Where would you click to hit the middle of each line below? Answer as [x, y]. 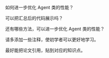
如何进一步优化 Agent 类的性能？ [40, 7]
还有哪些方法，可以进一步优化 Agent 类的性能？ [55, 29]
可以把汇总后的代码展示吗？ [34, 18]
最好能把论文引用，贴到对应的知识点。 [45, 50]
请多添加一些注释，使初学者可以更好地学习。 [52, 40]
